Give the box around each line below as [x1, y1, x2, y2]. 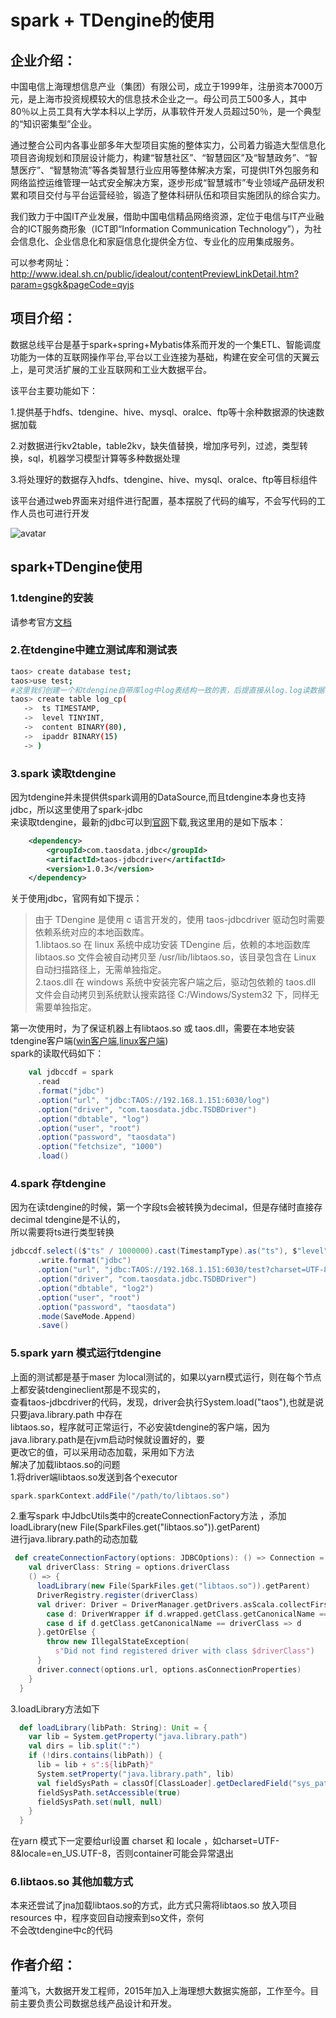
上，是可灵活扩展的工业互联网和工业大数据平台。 [10, 363, 212, 375]
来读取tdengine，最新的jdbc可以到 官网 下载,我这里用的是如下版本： [10, 816, 287, 828]
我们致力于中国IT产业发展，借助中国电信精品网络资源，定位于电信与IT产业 [10, 211, 316, 222]
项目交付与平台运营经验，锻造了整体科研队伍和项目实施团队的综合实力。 [27, 189, 326, 201]
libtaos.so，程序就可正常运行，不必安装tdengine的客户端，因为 [10, 1421, 271, 1433]
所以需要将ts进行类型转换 [10, 1226, 115, 1238]
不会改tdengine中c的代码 [10, 1924, 113, 1936]
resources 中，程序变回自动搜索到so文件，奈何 [10, 1912, 205, 1924]
